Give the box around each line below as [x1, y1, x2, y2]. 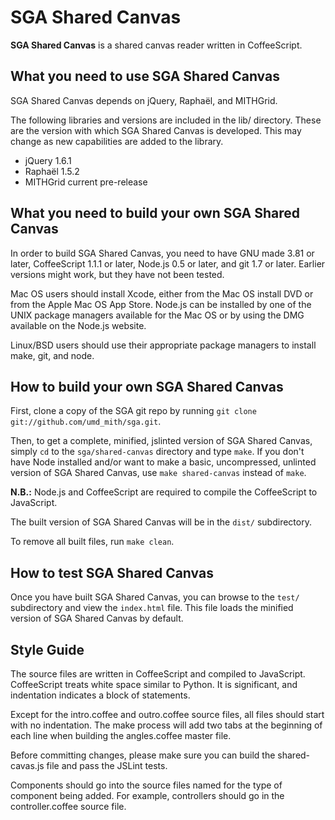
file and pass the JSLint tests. [46, 760, 168, 771]
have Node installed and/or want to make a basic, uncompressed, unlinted [10, 456, 317, 468]
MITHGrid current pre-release [24, 176, 148, 188]
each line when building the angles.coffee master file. [10, 730, 232, 741]
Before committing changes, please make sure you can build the [10, 749, 276, 761]
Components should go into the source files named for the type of [10, 779, 283, 791]
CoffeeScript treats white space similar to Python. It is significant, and [10, 679, 298, 690]
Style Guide [10, 641, 85, 658]
